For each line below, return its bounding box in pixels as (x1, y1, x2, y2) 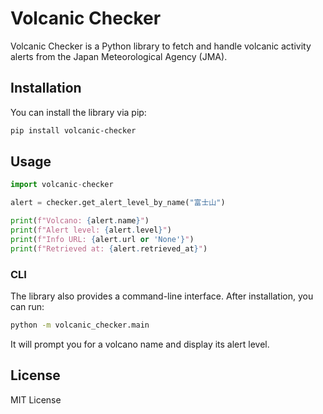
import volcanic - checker (10, 180, 114, 190)
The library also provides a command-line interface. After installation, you (10, 290, 314, 302)
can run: (10, 300, 45, 312)
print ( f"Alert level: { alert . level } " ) (10, 225, 172, 236)
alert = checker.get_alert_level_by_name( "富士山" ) (10, 198, 226, 208)
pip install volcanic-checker (10, 125, 137, 136)
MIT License (10, 393, 62, 406)
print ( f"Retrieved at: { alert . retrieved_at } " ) (10, 243, 208, 254)
